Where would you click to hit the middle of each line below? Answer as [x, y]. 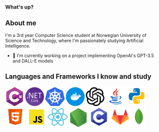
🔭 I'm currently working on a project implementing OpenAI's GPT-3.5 [83, 55]
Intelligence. [18, 45]
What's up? [19, 7]
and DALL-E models [33, 60]
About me [21, 23]
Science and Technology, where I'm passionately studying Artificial [74, 40]
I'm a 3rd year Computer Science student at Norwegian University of [76, 35]
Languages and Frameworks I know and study [78, 77]
